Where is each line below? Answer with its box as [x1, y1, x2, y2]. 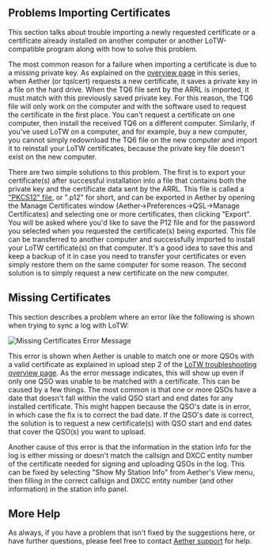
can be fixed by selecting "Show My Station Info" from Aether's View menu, [8, 467, 256, 477]
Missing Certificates [8, 291, 111, 305]
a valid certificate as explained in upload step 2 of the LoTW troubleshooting [8, 359, 257, 369]
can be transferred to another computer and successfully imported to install [8, 234, 256, 244]
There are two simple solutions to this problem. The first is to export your [8, 167, 246, 176]
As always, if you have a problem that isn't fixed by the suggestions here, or [8, 528, 256, 537]
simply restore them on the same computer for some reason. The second [8, 259, 247, 269]
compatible [8, 44, 45, 54]
